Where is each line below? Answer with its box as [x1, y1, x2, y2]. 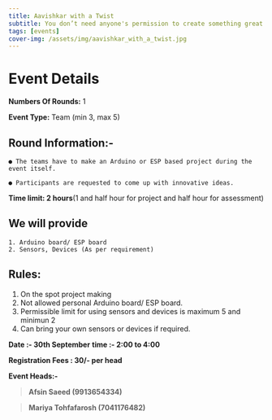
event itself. [8, 164, 57, 173]
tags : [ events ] [8, 27, 60, 35]
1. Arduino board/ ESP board [8, 238, 107, 247]
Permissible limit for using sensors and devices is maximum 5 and [19, 306, 241, 316]
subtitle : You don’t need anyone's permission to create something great [8, 20, 264, 28]
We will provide [8, 217, 88, 230]
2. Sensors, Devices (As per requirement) [8, 245, 154, 253]
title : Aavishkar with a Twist [8, 11, 114, 20]
